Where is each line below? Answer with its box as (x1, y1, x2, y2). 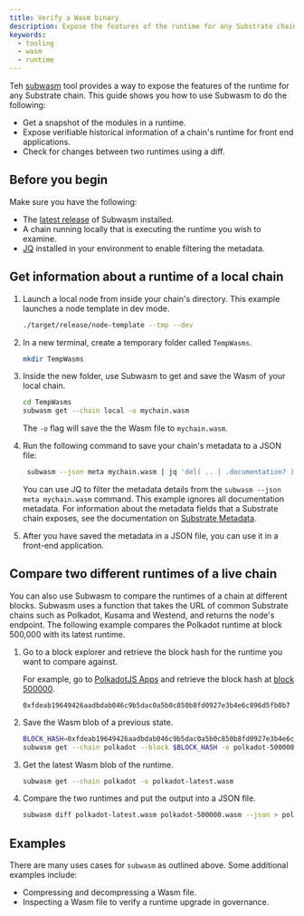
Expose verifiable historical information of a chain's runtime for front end (22, 127, 294, 137)
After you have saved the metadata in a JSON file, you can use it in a (22, 531, 279, 541)
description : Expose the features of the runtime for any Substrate (9, 22, 273, 31)
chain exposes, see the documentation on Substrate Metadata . (22, 513, 257, 523)
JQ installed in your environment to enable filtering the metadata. (22, 242, 265, 254)
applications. (22, 137, 71, 147)
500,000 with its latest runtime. (9, 629, 126, 639)
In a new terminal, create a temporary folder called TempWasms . (22, 336, 252, 347)
